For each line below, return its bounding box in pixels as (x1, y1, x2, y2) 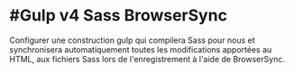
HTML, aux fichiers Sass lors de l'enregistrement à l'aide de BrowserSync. (9, 53, 286, 64)
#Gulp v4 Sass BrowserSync (9, 5, 228, 26)
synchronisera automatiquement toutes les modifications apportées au (9, 44, 272, 54)
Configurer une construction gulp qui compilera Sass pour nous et (9, 35, 255, 45)
